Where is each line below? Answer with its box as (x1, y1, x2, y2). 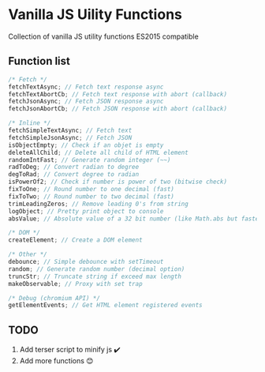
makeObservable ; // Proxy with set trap (8, 280, 144, 287)
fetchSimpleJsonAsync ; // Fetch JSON (8, 133, 132, 141)
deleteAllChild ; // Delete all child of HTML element (8, 148, 189, 156)
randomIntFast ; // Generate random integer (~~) (8, 156, 171, 163)
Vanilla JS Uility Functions (8, 6, 183, 24)
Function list (8, 54, 71, 68)
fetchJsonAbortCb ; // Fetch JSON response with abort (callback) (8, 105, 227, 113)
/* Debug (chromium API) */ (8, 294, 101, 302)
